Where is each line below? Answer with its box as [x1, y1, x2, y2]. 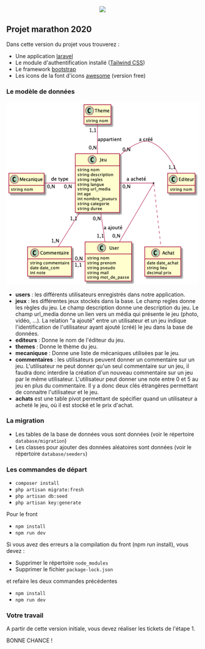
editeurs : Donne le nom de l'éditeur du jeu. [15, 336, 125, 343]
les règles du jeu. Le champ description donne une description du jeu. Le [15, 304, 199, 311]
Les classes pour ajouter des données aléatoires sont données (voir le [15, 443, 192, 451]
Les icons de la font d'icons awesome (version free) [15, 72, 146, 79]
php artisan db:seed [15, 493, 68, 500]
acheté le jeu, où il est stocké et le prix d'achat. [15, 401, 134, 408]
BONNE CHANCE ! [6, 637, 53, 644]
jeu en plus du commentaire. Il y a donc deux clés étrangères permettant [15, 381, 198, 389]
